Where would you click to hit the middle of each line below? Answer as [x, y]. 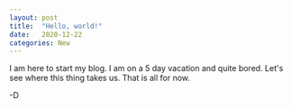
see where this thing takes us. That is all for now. [100, 78]
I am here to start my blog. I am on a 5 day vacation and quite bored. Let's [146, 68]
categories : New [40, 43]
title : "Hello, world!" [56, 26]
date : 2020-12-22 [46, 34]
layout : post [34, 18]
